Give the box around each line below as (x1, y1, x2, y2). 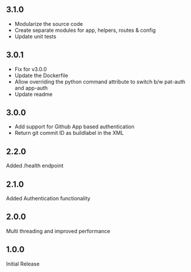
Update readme (14, 91, 53, 98)
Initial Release (6, 260, 40, 267)
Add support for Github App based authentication (14, 123, 135, 130)
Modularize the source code (14, 20, 83, 27)
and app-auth (14, 84, 48, 91)
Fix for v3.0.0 (14, 65, 47, 72)
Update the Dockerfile (14, 72, 69, 79)
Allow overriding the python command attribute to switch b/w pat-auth (14, 78, 186, 85)
